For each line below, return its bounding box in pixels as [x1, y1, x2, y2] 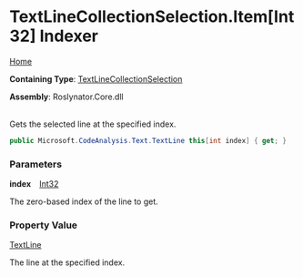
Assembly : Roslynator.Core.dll [9, 91, 125, 102]
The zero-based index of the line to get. [9, 196, 159, 207]
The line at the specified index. [9, 257, 126, 268]
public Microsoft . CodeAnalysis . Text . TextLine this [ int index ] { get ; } [9, 136, 287, 145]
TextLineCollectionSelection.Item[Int [9, 6, 295, 27]
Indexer [39, 26, 98, 46]
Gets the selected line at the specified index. [9, 118, 177, 129]
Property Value [9, 219, 78, 231]
